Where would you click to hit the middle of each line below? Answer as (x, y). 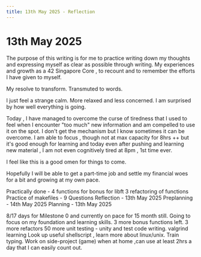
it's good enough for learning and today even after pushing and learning (95, 144)
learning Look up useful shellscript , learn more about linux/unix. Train (93, 235)
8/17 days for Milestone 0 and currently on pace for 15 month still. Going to (98, 216)
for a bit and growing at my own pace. (53, 180)
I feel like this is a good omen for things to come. (66, 162)
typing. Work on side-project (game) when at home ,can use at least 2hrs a (99, 241)
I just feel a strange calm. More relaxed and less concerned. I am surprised (99, 100)
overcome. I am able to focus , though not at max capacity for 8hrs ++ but (97, 137)
